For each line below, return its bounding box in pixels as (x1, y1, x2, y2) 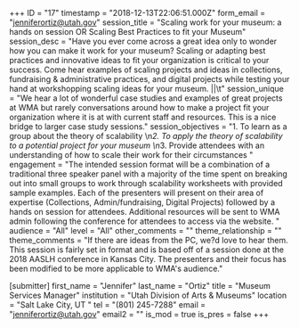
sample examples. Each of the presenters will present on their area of (9, 187, 264, 198)
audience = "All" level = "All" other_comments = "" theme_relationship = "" (9, 225, 282, 235)
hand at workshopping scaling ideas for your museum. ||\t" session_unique (9, 84, 285, 94)
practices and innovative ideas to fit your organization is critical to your (9, 55, 270, 65)
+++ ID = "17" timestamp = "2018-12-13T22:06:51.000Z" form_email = (9, 8, 265, 18)
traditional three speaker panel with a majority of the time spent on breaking (9, 168, 287, 179)
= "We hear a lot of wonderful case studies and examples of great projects (9, 93, 283, 103)
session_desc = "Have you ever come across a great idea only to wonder (9, 36, 278, 46)
